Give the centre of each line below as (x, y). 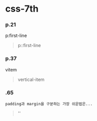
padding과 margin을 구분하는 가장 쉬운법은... (49, 104)
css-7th (22, 9)
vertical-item (31, 79)
